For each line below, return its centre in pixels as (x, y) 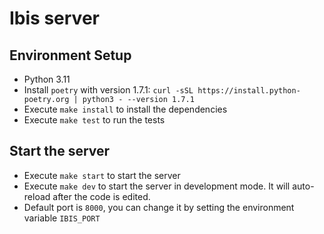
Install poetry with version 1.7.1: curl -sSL (108, 90)
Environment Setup (70, 55)
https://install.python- (249, 91)
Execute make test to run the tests (94, 120)
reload (37, 196)
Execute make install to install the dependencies (125, 109)
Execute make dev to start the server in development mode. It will (157, 186)
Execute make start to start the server (102, 175)
